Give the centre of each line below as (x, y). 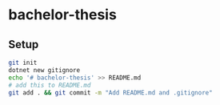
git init (23, 63)
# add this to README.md (50, 85)
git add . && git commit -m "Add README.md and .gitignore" (111, 93)
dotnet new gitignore (44, 70)
